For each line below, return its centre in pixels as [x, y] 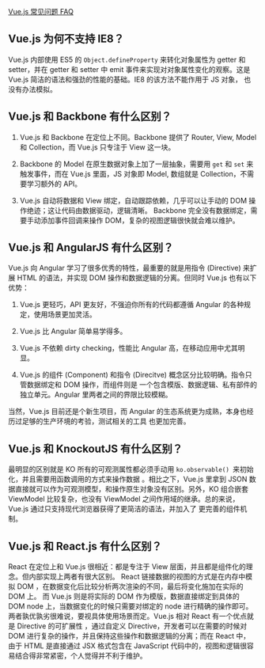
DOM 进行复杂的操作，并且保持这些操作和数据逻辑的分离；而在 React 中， [129, 636]
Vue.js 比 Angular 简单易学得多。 [73, 332]
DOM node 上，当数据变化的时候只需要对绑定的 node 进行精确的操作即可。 [131, 606]
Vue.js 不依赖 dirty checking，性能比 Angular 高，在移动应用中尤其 [129, 348]
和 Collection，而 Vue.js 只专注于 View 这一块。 [97, 147]
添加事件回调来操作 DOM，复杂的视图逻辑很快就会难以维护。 [140, 220]
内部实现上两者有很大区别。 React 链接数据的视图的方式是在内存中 [137, 577]
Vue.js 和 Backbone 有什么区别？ [90, 117]
